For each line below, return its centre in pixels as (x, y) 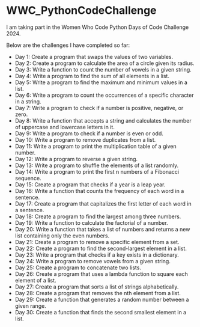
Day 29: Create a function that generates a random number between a (102, 299)
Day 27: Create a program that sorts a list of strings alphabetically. (97, 287)
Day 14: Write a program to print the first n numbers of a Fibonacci (97, 171)
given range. (30, 306)
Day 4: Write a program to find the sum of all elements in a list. (92, 76)
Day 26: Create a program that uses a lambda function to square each (101, 274)
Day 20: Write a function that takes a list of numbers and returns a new (102, 229)
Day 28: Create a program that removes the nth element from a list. (98, 293)
